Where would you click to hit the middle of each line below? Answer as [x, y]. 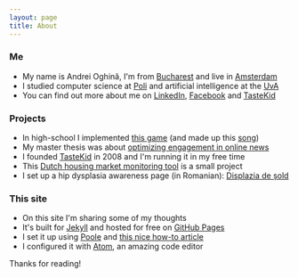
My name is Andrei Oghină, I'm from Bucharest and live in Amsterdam [149, 76]
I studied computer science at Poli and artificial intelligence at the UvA [150, 86]
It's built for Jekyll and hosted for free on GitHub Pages [123, 227]
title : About [33, 26]
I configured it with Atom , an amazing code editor [113, 247]
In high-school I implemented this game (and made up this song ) [141, 138]
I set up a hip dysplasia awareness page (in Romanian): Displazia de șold [155, 176]
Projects [28, 119]
